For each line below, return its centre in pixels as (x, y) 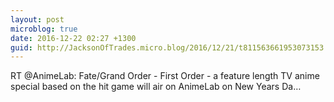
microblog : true (44, 29)
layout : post (37, 19)
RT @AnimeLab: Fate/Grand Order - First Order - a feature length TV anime (165, 76)
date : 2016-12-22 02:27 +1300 (73, 38)
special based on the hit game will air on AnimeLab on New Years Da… (156, 87)
